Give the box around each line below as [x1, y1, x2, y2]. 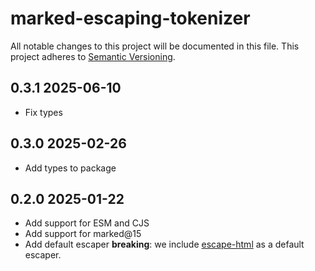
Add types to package [24, 162, 117, 174]
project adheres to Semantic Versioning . [10, 50, 176, 62]
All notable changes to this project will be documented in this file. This [10, 40, 300, 52]
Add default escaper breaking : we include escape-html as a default [24, 238, 305, 251]
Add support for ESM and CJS [24, 217, 150, 229]
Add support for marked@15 [24, 228, 142, 240]
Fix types [24, 106, 63, 118]
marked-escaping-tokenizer [10, 7, 251, 30]
